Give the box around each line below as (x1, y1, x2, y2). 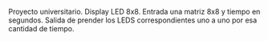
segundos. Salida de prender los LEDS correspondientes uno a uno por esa (8, 15, 258, 25)
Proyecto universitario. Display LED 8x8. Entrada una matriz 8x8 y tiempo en (8, 7, 261, 16)
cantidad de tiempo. (8, 24, 75, 33)
